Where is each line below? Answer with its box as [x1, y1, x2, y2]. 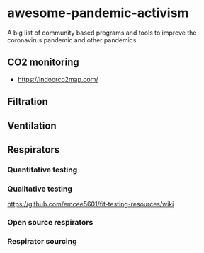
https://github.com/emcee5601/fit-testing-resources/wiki [7, 200, 174, 208]
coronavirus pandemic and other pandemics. [7, 35, 138, 44]
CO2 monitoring [7, 57, 79, 69]
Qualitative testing [7, 184, 73, 194]
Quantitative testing [7, 165, 78, 175]
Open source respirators [7, 218, 93, 228]
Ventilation [7, 119, 57, 131]
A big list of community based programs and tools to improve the [7, 28, 197, 37]
